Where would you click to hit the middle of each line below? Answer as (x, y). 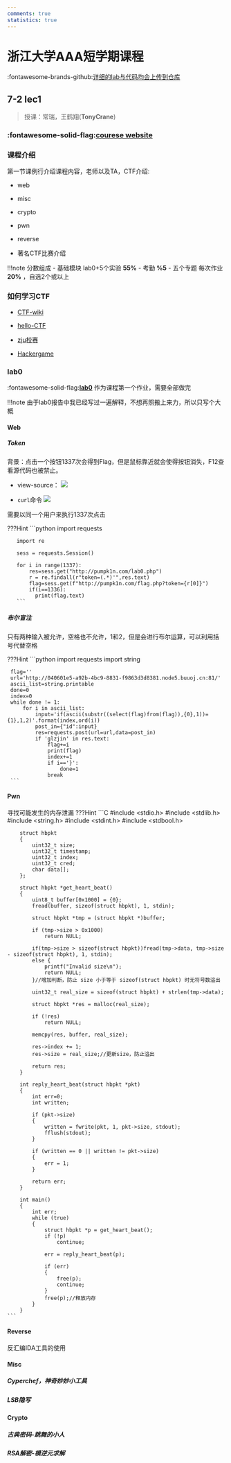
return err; (49, 1181)
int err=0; (48, 1096)
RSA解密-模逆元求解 (36, 1453)
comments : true (29, 14)
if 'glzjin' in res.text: (72, 738)
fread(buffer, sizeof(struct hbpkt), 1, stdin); (103, 906)
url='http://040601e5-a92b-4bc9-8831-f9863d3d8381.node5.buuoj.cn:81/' (115, 678)
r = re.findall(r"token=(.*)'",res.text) (89, 577)
